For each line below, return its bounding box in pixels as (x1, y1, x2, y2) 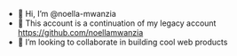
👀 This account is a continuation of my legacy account (17, 18, 217, 28)
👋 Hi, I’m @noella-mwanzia (17, 9, 117, 19)
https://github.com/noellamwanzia (17, 28, 144, 37)
